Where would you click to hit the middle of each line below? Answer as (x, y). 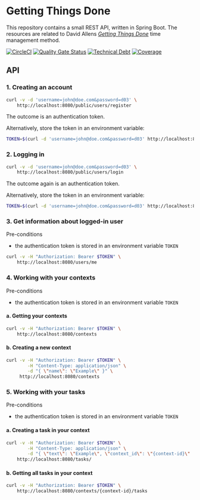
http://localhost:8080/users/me (57, 263)
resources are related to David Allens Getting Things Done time (83, 33)
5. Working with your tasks (46, 392)
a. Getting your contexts (37, 316)
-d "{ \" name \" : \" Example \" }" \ (70, 371)
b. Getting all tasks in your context (49, 473)
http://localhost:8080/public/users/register (74, 105)
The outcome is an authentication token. (56, 117)
